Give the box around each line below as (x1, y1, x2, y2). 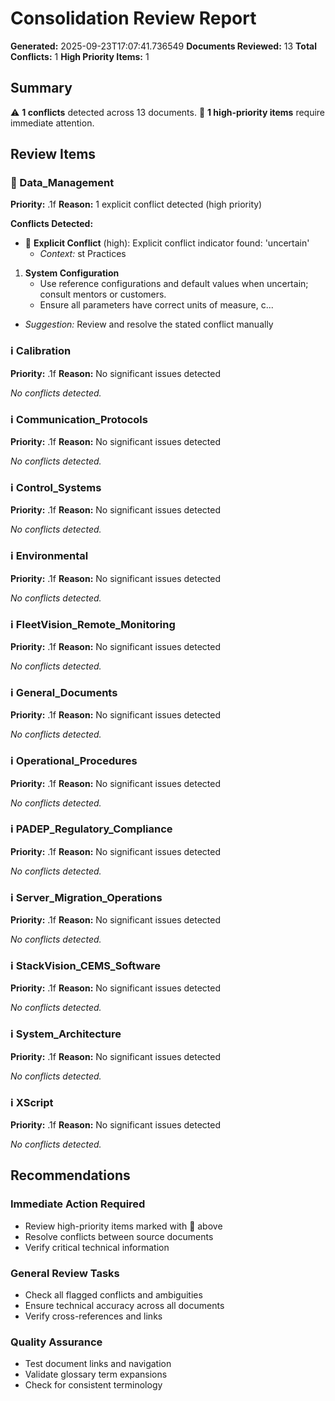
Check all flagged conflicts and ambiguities (24, 1288, 203, 1301)
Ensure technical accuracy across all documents (24, 1299, 225, 1311)
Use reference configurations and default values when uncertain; (39, 278, 309, 290)
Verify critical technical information (24, 1241, 170, 1253)
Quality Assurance (10, 1335, 103, 1349)
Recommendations (10, 1167, 131, 1184)
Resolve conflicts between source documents (24, 1230, 214, 1242)
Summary (10, 80, 73, 97)
